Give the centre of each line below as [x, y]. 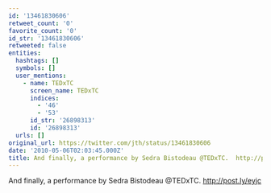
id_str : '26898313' [62, 121]
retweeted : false [38, 46]
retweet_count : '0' [41, 23]
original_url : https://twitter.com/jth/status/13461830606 [110, 143]
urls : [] [30, 135]
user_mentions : [41, 76]
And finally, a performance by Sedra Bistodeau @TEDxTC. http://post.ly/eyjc [135, 181]
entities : [25, 53]
